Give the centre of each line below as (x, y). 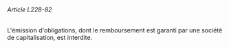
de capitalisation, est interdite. (50, 38)
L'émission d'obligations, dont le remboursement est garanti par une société (115, 30)
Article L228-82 (30, 9)
